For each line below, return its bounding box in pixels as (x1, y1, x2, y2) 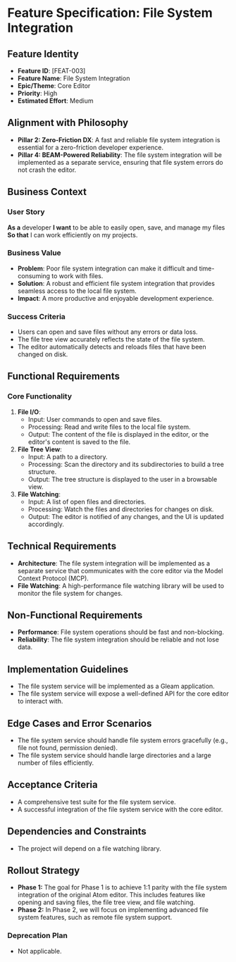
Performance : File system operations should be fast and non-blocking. (17, 628, 224, 637)
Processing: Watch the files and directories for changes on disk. (27, 505, 214, 513)
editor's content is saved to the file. (27, 437, 131, 446)
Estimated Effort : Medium (17, 96, 94, 105)
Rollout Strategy (7, 865, 80, 877)
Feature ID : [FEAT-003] (17, 67, 86, 75)
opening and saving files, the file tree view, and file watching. (17, 898, 196, 906)
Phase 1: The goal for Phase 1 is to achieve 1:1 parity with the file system (17, 883, 228, 892)
